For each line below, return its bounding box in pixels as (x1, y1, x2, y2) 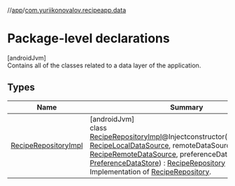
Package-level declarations (7, 31, 170, 46)
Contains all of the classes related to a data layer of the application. (7, 61, 201, 69)
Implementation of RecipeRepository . (90, 166, 212, 176)
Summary (170, 102, 204, 112)
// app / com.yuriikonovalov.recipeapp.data (7, 6, 127, 14)
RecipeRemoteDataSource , (90, 149, 178, 159)
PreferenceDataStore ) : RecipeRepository (90, 158, 226, 168)
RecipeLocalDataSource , (90, 140, 171, 150)
